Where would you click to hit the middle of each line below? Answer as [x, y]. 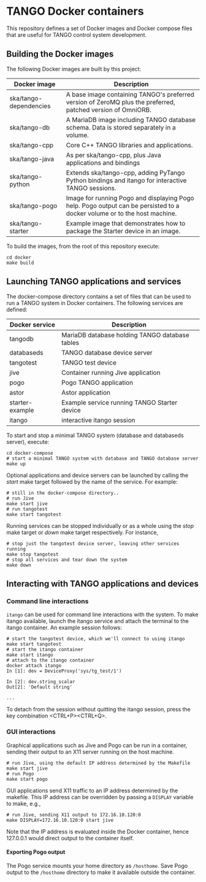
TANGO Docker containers [75, 11]
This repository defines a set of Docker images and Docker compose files [99, 28]
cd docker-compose [30, 453]
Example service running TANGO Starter [119, 402]
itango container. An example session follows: [64, 628]
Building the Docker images [60, 54]
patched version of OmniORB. [109, 110]
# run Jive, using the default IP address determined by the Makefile [98, 763]
